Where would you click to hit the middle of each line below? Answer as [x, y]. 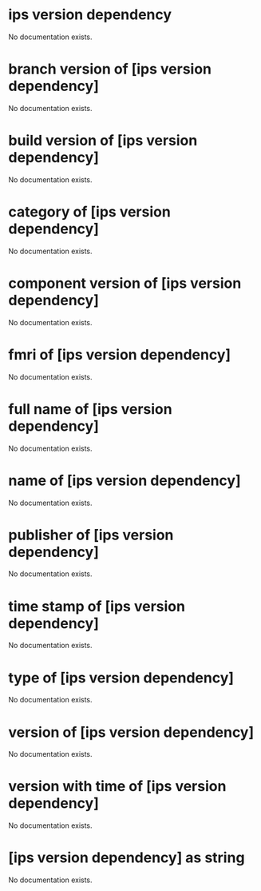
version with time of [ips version [117, 787]
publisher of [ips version [91, 535]
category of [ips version [90, 212]
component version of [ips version [125, 283]
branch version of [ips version [110, 69]
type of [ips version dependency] [121, 678]
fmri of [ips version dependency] [120, 354]
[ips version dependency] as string [127, 858]
